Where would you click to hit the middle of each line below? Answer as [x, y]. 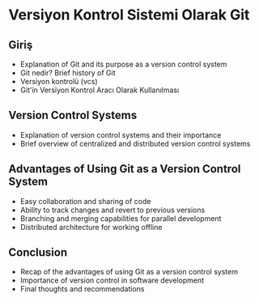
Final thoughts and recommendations [82, 289]
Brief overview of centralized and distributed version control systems [135, 143]
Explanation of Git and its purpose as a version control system [123, 64]
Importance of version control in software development [112, 280]
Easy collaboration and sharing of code [85, 201]
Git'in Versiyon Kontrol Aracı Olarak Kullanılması [100, 90]
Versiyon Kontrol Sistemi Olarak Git [129, 15]
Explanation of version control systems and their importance [121, 134]
